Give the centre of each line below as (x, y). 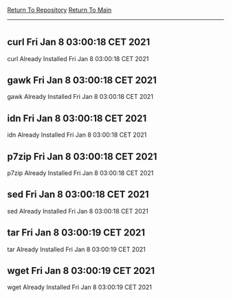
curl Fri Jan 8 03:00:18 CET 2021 (79, 42)
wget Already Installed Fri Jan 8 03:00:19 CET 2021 (80, 287)
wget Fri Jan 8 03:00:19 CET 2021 (81, 271)
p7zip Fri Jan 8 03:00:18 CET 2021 (82, 156)
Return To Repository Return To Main (59, 10)
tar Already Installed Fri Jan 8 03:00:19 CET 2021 (76, 249)
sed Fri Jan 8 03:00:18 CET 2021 (78, 195)
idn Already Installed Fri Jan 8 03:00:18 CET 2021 (77, 135)
